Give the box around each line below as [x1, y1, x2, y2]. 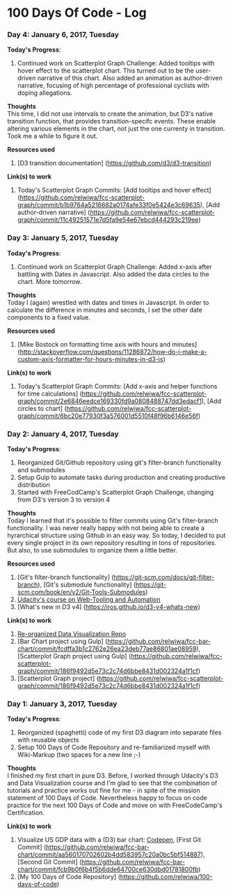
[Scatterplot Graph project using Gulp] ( [17, 652, 131, 661]
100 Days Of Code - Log [7, 5, 147, 21]
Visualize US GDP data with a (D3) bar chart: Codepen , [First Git [17, 836, 202, 844]
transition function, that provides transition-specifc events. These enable [7, 117, 216, 126]
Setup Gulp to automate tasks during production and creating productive [17, 473, 226, 482]
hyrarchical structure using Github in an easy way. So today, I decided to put [7, 532, 226, 540]
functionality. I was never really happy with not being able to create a [7, 524, 205, 532]
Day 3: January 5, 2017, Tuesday [7, 233, 119, 243]
